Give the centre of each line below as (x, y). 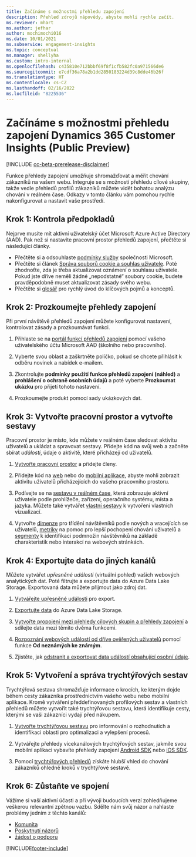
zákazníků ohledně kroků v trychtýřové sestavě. (72, 767)
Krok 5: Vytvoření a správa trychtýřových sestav (97, 675)
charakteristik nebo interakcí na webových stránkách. (79, 542)
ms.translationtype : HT (35, 77)
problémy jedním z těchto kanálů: (46, 813)
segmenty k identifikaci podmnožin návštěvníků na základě (86, 536)
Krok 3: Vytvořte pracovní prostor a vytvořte (89, 417)
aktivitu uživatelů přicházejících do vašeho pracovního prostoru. (92, 482)
